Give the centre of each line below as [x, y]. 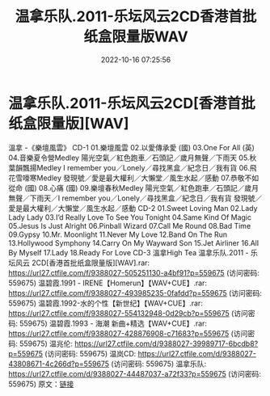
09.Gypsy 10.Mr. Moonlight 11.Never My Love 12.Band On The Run [118, 234]
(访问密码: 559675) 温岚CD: [90, 353]
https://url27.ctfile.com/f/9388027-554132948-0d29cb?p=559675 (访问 [129, 313]
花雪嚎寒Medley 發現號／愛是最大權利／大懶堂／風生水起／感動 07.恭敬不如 [134, 178]
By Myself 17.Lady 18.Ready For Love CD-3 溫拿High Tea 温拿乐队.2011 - [129, 252]
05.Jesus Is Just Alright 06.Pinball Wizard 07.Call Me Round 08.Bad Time [130, 225]
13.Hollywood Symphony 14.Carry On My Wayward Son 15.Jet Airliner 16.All [134, 242]
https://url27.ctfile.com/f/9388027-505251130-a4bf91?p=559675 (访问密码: [134, 272]
